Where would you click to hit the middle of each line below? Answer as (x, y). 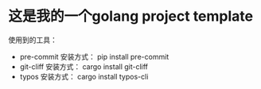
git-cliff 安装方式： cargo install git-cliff (84, 66)
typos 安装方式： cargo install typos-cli (84, 76)
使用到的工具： (33, 40)
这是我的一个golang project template (130, 16)
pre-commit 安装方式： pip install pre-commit (94, 56)
